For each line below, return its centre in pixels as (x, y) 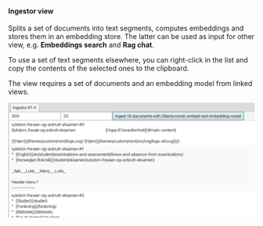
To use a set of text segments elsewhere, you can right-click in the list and (128, 60)
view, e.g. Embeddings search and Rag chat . (81, 45)
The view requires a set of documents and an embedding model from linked (130, 84)
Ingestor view (31, 11)
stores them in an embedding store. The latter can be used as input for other (131, 37)
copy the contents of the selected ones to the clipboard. (99, 68)
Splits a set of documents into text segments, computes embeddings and (126, 28)
